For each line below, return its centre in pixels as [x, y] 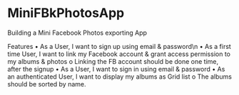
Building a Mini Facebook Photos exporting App [77, 33]
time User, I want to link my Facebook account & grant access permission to [119, 54]
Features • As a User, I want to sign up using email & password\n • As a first [119, 46]
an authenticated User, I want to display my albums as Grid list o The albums [119, 77]
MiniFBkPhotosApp [66, 13]
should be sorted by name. [47, 84]
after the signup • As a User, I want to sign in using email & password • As [116, 69]
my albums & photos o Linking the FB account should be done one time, [113, 61]
